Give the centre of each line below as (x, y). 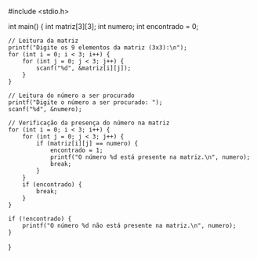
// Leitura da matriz (43, 41)
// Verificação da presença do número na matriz (89, 123)
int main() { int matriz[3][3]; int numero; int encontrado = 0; (103, 26)
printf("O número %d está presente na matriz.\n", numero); (150, 157)
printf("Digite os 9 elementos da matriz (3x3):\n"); (98, 48)
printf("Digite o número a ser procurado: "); (85, 103)
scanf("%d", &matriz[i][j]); (84, 68)
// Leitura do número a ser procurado (71, 95)
